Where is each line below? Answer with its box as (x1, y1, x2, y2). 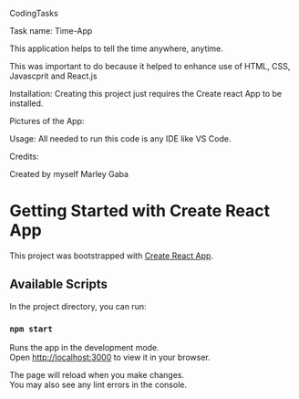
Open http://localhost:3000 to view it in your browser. (9, 352, 211, 363)
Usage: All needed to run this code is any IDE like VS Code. (9, 133, 232, 144)
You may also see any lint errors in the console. (9, 379, 187, 391)
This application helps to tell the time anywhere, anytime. (9, 43, 223, 54)
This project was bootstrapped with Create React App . (9, 250, 214, 261)
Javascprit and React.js (9, 70, 98, 81)
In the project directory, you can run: (9, 300, 147, 311)
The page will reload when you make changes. (9, 370, 185, 381)
